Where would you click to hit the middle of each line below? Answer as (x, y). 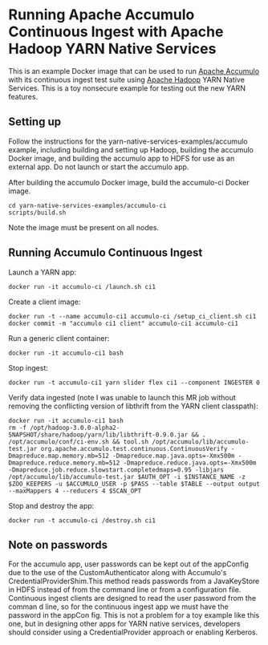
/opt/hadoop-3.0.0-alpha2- (75, 428)
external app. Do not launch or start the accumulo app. (99, 167)
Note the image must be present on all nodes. (83, 227)
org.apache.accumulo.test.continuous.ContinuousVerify (134, 448)
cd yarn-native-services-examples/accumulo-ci (87, 205)
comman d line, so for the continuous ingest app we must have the (118, 606)
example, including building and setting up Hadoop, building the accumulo (131, 149)
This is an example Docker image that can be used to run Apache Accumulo (134, 71)
